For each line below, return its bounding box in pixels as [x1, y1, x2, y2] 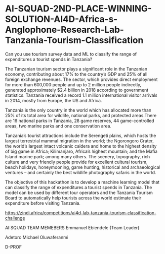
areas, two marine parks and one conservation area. [5, 123, 112, 129]
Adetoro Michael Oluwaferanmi [5, 234, 68, 240]
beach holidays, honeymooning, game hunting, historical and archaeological [5, 164, 161, 170]
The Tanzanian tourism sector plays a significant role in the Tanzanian [5, 65, 147, 72]
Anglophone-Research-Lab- [5, 24, 124, 35]
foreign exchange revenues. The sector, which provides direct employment [5, 76, 158, 82]
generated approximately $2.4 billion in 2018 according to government [5, 87, 149, 93]
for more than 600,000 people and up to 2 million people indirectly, [5, 81, 142, 87]
